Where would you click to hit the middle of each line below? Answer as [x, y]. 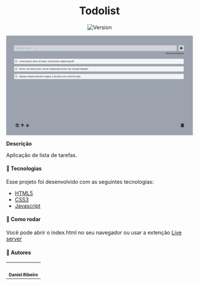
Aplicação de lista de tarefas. [42, 155]
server [14, 239]
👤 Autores [19, 252]
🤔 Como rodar [23, 219]
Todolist [99, 11]
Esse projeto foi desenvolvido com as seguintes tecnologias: [80, 181]
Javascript [28, 206]
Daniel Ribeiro [23, 275]
